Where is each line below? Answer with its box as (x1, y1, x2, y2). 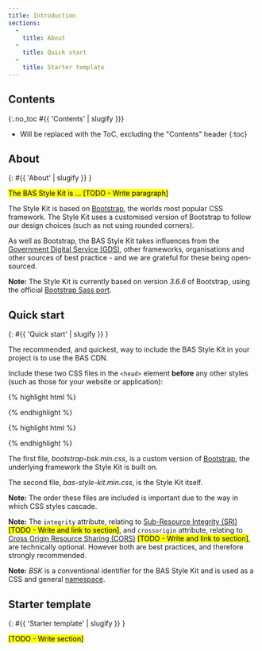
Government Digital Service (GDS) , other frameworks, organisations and (8, 245, 245, 254)
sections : (8, 19, 41, 27)
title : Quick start (22, 48, 87, 56)
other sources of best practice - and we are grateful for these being (8, 253, 230, 263)
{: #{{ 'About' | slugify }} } (8, 173, 92, 183)
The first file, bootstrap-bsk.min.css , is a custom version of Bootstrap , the (8, 454, 250, 464)
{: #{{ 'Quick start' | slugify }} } (8, 329, 109, 339)
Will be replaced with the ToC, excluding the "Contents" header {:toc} (19, 129, 248, 139)
